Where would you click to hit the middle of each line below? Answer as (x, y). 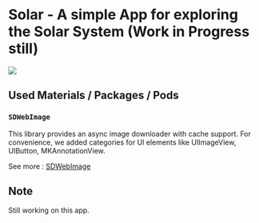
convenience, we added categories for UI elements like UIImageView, (122, 142)
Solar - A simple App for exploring (123, 15)
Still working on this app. (49, 210)
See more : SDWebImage (50, 166)
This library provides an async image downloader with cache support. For (130, 133)
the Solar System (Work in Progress (129, 32)
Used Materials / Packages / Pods (94, 96)
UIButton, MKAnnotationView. (57, 150)
